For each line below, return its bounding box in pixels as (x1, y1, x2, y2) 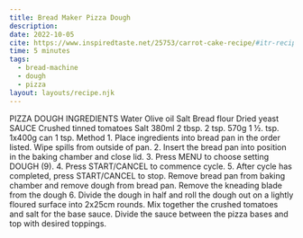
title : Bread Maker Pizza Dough (9, 13, 131, 22)
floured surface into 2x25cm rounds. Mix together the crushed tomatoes (9, 198, 279, 209)
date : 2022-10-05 (9, 30, 75, 39)
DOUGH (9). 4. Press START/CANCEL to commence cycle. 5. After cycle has (9, 161, 293, 172)
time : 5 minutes (9, 47, 70, 56)
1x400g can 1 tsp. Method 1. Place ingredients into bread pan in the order (9, 132, 281, 143)
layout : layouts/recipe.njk (9, 88, 115, 97)
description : (9, 22, 59, 31)
